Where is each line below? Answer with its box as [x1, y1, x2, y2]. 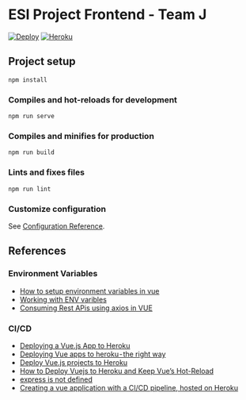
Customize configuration [8, 203, 107, 214]
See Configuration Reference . [8, 221, 105, 231]
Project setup [8, 55, 77, 68]
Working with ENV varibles [19, 294, 107, 304]
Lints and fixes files [8, 167, 85, 178]
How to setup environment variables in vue [19, 286, 160, 295]
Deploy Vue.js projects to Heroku [19, 357, 128, 367]
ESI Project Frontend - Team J [8, 6, 207, 24]
